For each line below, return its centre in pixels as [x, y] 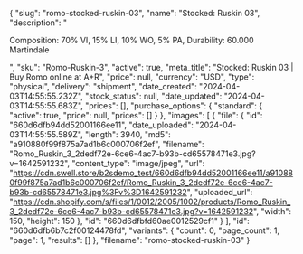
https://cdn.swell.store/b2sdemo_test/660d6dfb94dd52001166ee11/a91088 [153, 173]
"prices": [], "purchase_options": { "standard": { [174, 106]
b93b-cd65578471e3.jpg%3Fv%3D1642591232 [98, 192]
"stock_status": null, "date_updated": [154, 96]
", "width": [272, 211]
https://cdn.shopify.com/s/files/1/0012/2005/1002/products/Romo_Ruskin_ [152, 202]
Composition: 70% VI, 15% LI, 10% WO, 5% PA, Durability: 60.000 [132, 40]
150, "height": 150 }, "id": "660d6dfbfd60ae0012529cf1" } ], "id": [130, 221]
